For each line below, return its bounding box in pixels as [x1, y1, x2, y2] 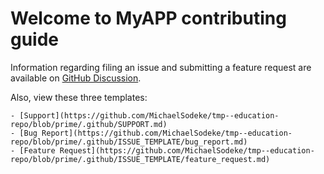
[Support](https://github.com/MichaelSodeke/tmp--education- [19, 110, 280, 121]
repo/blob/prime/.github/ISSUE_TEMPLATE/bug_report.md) [10, 137, 248, 147]
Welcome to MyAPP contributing [10, 7, 287, 30]
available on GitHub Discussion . [10, 72, 142, 84]
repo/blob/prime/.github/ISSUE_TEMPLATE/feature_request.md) [10, 154, 271, 164]
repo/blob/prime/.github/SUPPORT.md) [10, 119, 168, 129]
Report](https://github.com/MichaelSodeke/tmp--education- [41, 128, 293, 138]
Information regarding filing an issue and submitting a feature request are [10, 61, 312, 73]
